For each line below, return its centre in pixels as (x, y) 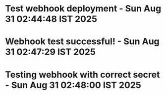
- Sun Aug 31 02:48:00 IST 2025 (73, 85)
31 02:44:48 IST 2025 (51, 19)
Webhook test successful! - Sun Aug (82, 42)
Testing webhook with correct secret (83, 75)
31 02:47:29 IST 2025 (50, 52)
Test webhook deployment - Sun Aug (83, 9)
